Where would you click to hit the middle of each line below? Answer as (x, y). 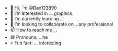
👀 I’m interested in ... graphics (41, 13)
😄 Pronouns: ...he (29, 37)
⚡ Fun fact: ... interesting (36, 43)
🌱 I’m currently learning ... (37, 19)
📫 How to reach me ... (33, 30)
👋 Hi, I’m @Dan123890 (33, 8)
